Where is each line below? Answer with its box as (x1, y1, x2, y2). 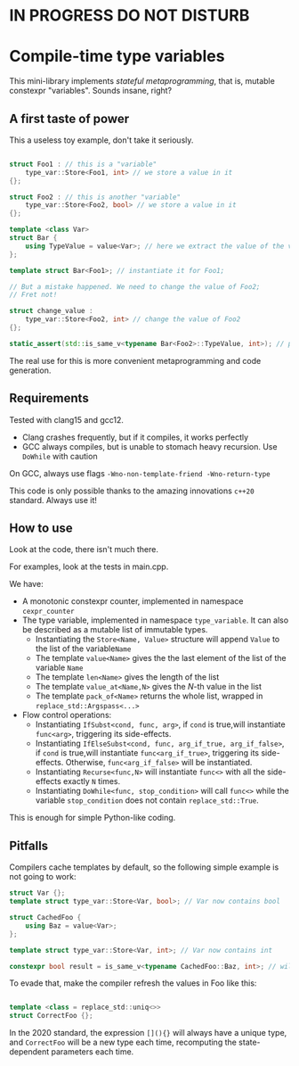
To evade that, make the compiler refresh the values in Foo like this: (9, 978, 257, 988)
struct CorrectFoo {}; (9, 1012, 93, 1021)
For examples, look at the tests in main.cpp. (9, 561, 169, 572)
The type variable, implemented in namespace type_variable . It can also (21, 615, 289, 625)
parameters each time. (51, 1046, 134, 1057)
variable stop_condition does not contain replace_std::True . (35, 795, 260, 806)
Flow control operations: (21, 710, 112, 721)
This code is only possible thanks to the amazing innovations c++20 (9, 485, 255, 496)
